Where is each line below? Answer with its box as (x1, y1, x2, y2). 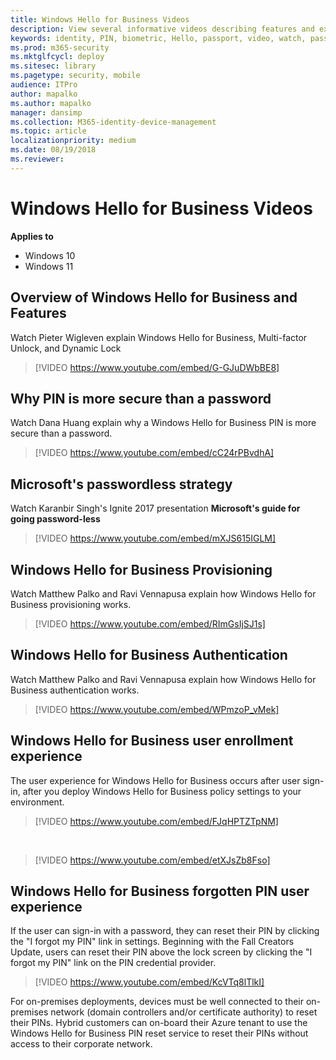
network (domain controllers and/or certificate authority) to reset (50, 1006, 318, 1018)
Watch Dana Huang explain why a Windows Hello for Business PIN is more (10, 417, 317, 429)
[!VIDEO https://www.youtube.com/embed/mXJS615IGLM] (34, 532, 277, 545)
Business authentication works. (10, 684, 140, 696)
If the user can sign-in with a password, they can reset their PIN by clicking (10, 925, 320, 937)
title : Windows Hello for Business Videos (10, 14, 190, 25)
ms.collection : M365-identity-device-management (10, 117, 217, 127)
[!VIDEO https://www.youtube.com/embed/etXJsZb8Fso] (34, 854, 271, 866)
